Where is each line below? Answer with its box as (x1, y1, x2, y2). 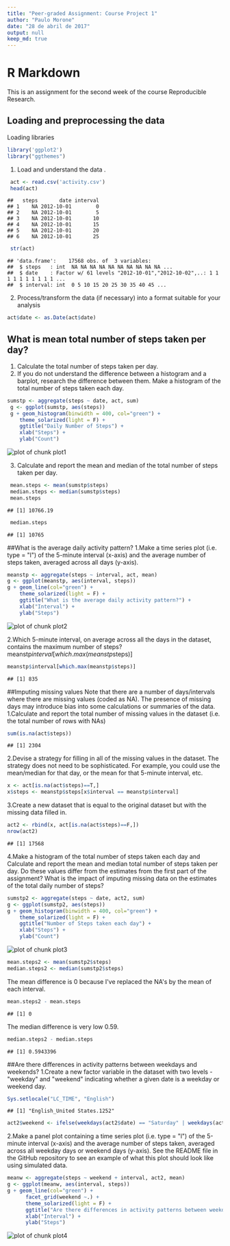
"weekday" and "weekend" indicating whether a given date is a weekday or (7, 1074, 220, 1083)
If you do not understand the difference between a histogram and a (16, 369, 207, 377)
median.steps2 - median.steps (7, 1035, 94, 1043)
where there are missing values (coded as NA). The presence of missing (7, 694, 211, 703)
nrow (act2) (7, 828, 38, 835)
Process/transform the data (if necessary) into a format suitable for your (16, 294, 221, 302)
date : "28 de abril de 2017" (7, 23, 90, 30)
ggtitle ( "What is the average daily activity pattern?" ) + (19, 597, 192, 604)
